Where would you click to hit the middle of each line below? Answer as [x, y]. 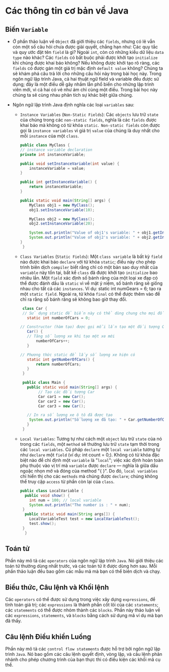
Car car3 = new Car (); [62, 406]
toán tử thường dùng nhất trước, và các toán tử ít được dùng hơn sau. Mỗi [81, 566]
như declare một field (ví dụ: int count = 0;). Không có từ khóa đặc [90, 455]
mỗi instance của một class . [49, 136]
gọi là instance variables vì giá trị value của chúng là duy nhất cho [90, 130]
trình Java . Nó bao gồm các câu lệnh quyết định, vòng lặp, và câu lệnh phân [84, 654]
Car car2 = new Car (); [62, 401]
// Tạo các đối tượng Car [66, 392]
